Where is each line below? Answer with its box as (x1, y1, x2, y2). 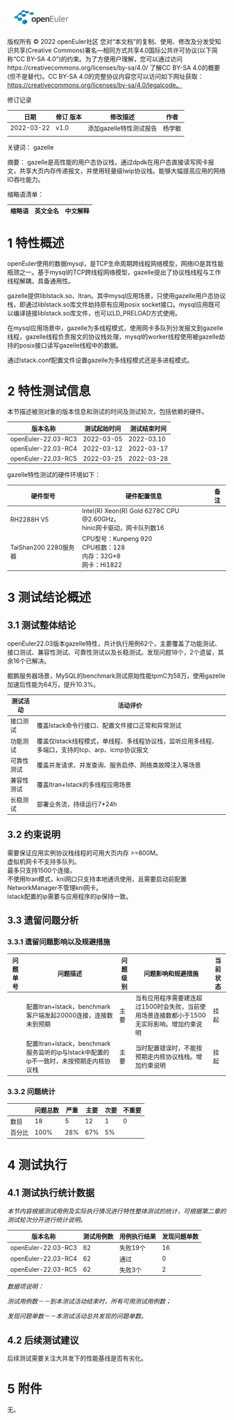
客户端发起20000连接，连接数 (26, 1011, 113, 1020)
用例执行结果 (119, 1232, 156, 1241)
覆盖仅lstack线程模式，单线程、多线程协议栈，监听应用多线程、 (36, 737, 218, 745)
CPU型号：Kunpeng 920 (82, 535, 153, 543)
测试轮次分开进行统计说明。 (7, 1215, 87, 1224)
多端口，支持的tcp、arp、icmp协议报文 (36, 745, 149, 754)
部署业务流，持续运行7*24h (36, 800, 117, 809)
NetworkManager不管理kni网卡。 (7, 883, 103, 891)
